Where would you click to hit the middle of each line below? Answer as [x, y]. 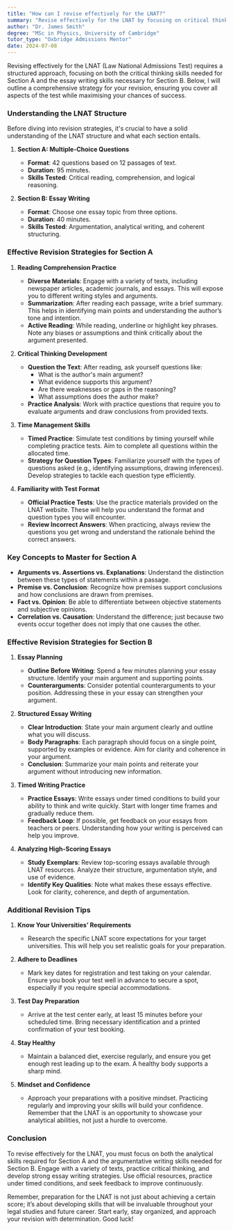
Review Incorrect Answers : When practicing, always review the [119, 524]
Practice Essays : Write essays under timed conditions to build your [124, 799]
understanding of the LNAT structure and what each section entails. [104, 136]
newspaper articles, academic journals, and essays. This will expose [126, 288]
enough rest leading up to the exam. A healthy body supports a [118, 1064]
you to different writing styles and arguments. [93, 296]
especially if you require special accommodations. [99, 988]
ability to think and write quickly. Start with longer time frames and [122, 806]
